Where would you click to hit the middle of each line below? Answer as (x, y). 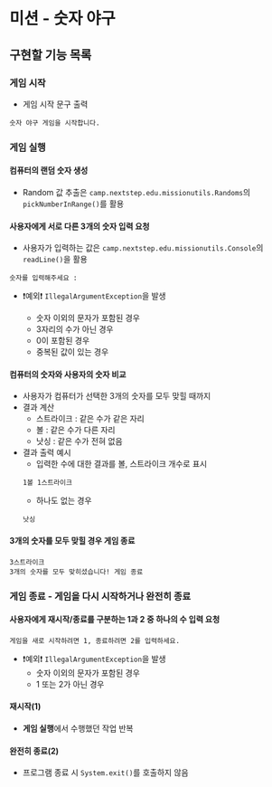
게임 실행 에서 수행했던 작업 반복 (78, 728)
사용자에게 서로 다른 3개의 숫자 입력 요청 (80, 226)
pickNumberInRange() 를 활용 (73, 204)
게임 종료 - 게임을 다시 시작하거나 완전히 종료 (100, 596)
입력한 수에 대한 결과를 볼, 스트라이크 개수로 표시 (122, 464)
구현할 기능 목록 (51, 55)
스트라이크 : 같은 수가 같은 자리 (90, 419)
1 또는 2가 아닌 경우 (70, 684)
